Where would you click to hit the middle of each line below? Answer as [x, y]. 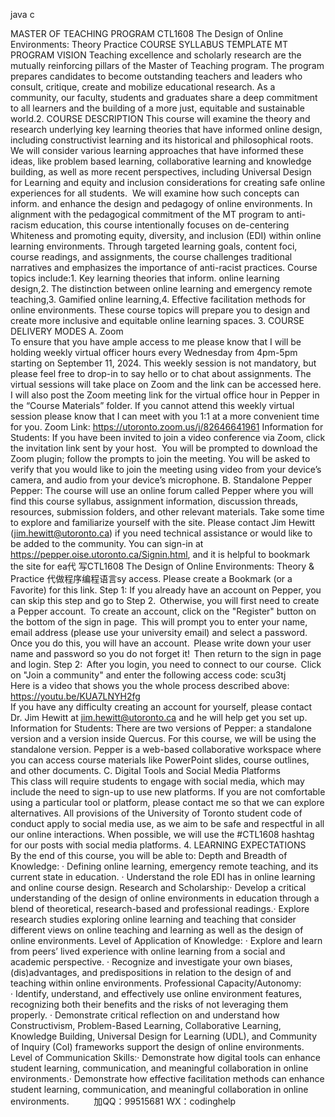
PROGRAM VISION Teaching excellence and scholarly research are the [156, 55]
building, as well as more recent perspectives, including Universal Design [161, 172]
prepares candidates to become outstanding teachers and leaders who [156, 76]
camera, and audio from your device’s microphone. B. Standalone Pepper [161, 480]
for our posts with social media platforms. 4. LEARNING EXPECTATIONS [158, 845]
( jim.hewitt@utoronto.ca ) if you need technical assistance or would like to [161, 533]
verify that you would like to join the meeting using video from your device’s [166, 469]
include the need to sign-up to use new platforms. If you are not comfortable [168, 792]
